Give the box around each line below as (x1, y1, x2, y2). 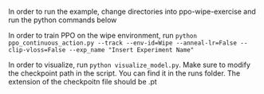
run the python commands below (8, 15, 117, 25)
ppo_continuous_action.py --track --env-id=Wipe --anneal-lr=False (8, 39, 238, 47)
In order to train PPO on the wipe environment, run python (8, 31, 198, 40)
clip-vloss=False (8, 46, 66, 54)
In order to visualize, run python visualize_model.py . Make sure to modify (8, 60, 251, 69)
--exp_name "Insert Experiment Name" (69, 46, 195, 54)
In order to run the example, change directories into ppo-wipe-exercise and (8, 7, 257, 16)
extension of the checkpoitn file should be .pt (8, 77, 157, 86)
